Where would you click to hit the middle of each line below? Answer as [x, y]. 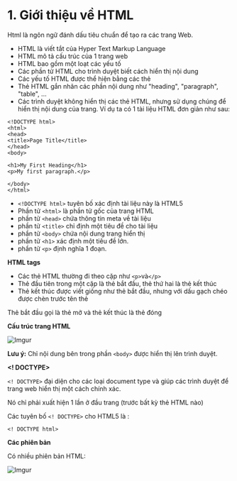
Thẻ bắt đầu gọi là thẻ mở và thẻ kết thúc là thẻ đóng [84, 312]
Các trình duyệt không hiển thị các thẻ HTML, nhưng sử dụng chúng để [122, 101]
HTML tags [24, 262]
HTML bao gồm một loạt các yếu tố [70, 63]
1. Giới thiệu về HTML [71, 15]
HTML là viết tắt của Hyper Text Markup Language [92, 48]
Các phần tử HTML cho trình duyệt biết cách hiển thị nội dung [108, 71]
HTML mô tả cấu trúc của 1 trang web [73, 56]
